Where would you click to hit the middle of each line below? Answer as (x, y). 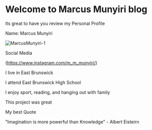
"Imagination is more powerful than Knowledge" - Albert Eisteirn (72, 122)
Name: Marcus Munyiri (29, 33)
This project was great (29, 102)
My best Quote (21, 112)
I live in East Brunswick (29, 73)
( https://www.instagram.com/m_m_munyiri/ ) (51, 62)
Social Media (19, 53)
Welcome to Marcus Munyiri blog (77, 9)
